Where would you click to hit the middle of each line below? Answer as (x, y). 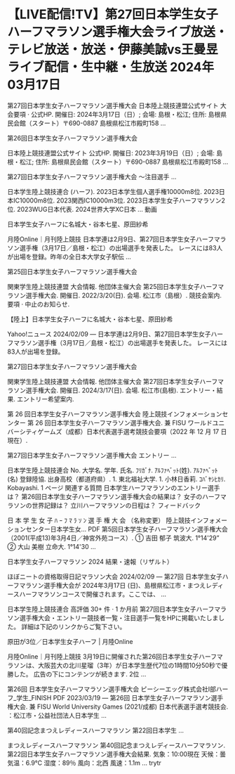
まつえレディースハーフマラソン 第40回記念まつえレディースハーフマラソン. (116, 745)
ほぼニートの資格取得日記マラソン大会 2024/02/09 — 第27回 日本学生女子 (115, 576)
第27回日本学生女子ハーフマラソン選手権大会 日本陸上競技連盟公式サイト (113, 105)
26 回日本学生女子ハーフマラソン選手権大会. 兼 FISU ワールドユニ (130, 423)
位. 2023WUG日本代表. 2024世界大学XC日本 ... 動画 (82, 209)
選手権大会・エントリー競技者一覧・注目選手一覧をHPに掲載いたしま (119, 618)
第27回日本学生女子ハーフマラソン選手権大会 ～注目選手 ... (92, 176)
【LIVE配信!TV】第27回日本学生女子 (113, 14)
